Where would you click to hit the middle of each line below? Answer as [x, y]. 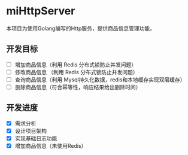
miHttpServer [41, 11]
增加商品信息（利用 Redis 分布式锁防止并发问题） [75, 65]
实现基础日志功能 [36, 138]
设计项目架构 [31, 130]
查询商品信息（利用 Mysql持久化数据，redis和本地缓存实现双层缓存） [100, 80]
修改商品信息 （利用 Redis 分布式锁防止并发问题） [76, 72]
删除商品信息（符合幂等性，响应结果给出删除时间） [78, 87]
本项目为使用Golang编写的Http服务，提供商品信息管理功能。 [81, 28]
